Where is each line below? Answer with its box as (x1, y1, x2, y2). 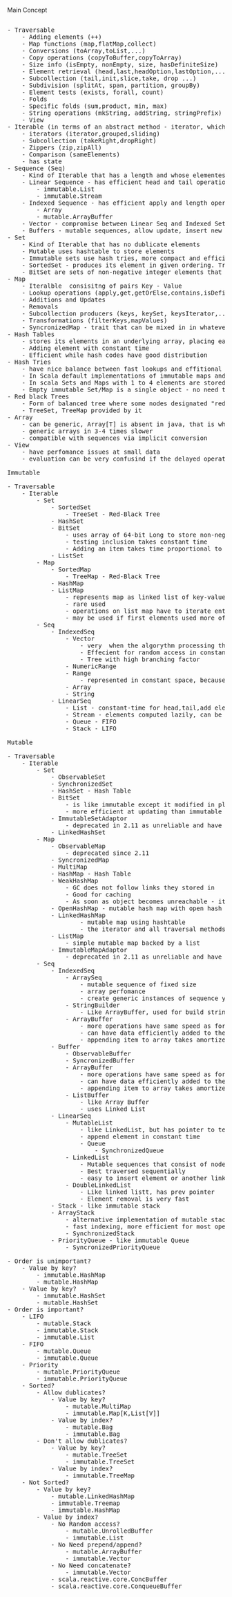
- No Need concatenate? (50, 1562, 131, 1569)
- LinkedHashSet (50, 829, 106, 836)
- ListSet (50, 552, 84, 560)
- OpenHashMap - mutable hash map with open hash (50, 905, 222, 912)
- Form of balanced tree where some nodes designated (21, 400, 208, 407)
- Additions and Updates (21, 296, 106, 304)
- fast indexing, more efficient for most (65, 1223, 212, 1230)
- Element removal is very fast (79, 1195, 190, 1203)
